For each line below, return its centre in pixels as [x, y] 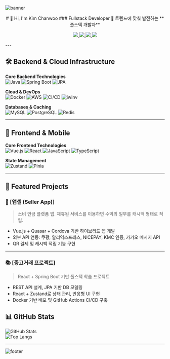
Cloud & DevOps [23, 92]
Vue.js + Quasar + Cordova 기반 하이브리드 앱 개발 [64, 231]
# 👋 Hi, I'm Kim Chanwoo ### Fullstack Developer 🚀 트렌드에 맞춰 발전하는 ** [85, 18]
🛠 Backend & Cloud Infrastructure [60, 62]
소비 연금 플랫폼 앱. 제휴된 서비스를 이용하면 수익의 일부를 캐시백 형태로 [88, 214]
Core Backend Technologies [35, 77]
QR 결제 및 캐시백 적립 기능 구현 [44, 244]
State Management [26, 160]
